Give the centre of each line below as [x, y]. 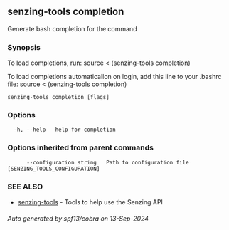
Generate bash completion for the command [72, 28]
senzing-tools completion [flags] [59, 98]
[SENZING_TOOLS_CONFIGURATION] [54, 169]
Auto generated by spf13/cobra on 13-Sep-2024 [78, 218]
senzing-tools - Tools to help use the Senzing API [90, 202]
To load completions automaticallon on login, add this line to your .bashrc [114, 77]
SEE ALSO [25, 187]
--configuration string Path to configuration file [108, 162]
